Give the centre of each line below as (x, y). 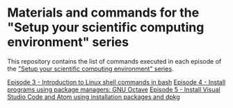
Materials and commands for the (103, 13)
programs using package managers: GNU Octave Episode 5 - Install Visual (114, 89)
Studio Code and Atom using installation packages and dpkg (94, 97)
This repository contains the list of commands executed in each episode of (114, 61)
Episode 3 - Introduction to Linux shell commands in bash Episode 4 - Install (116, 82)
